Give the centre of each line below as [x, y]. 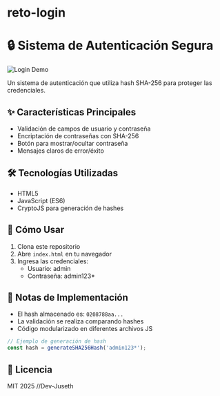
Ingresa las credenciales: [52, 261]
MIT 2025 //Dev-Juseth [40, 386]
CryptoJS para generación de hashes [70, 208]
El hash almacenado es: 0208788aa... [70, 314]
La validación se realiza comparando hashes [80, 321]
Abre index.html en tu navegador [64, 254]
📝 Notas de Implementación [68, 298]
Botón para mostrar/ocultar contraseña [72, 143]
